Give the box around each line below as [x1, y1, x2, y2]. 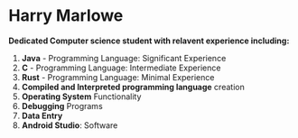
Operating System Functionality [21, 91, 142, 102]
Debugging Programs [21, 100, 103, 111]
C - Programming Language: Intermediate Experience [21, 62, 221, 73]
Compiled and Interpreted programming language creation [21, 81, 245, 92]
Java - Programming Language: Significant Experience [21, 52, 227, 63]
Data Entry [21, 110, 63, 121]
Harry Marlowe [8, 5, 124, 26]
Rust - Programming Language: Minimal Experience [21, 71, 215, 82]
